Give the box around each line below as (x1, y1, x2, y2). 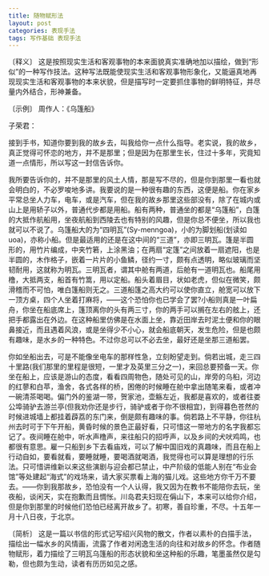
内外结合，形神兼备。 (14, 87, 86, 97)
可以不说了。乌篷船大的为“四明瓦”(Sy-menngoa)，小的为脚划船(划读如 (14, 225, 247, 234)
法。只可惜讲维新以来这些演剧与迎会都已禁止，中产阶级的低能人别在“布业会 (8, 462, 258, 472)
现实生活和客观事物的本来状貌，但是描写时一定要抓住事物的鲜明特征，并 (14, 77, 254, 86)
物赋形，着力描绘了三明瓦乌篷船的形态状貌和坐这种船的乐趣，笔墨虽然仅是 (8, 549, 254, 558)
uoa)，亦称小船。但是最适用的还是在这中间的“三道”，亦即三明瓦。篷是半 (8, 235, 247, 245)
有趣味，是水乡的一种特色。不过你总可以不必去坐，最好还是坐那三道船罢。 (8, 335, 254, 345)
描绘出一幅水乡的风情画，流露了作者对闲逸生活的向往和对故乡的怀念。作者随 (8, 539, 261, 549)
